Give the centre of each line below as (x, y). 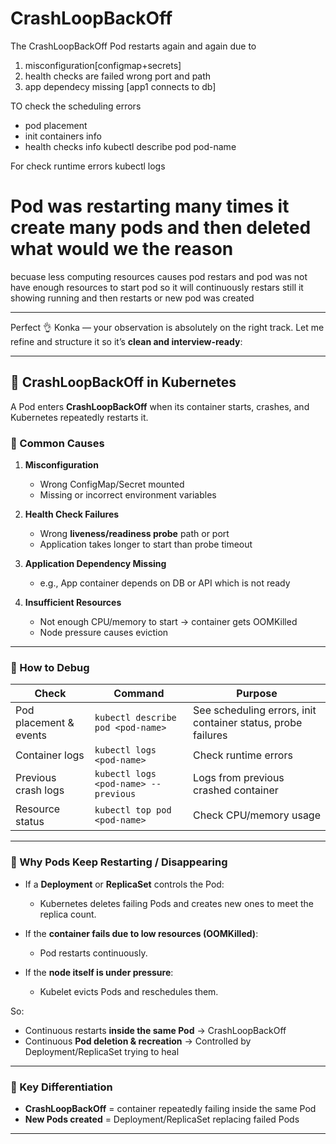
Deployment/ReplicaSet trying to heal (102, 1051)
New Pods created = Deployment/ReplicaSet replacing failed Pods (162, 1119)
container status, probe (248, 723)
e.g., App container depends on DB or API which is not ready (165, 583)
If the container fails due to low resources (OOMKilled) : (141, 933)
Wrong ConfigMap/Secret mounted (112, 484)
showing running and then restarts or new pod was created (132, 298)
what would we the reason (122, 249)
